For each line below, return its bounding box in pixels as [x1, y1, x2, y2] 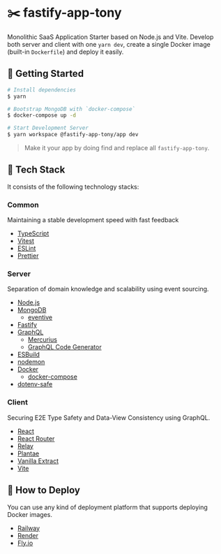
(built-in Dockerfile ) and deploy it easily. [7, 48, 124, 56]
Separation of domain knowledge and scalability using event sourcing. [7, 285, 209, 293]
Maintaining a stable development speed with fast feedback [7, 216, 179, 224]
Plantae [17, 449, 40, 458]
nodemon [17, 358, 45, 366]
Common [7, 200, 40, 210]
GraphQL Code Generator [27, 343, 102, 351]
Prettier [17, 252, 39, 260]
